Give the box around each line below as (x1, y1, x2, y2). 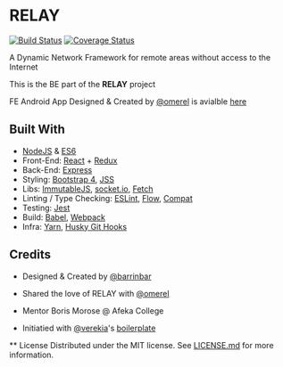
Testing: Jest (21, 202, 71, 213)
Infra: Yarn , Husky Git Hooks (21, 221, 128, 232)
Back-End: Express (21, 164, 93, 175)
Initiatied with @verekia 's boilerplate (21, 322, 156, 333)
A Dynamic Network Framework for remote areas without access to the (9, 52, 271, 62)
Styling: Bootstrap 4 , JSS (21, 174, 114, 184)
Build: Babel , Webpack (21, 211, 105, 223)
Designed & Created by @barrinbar (21, 271, 152, 281)
